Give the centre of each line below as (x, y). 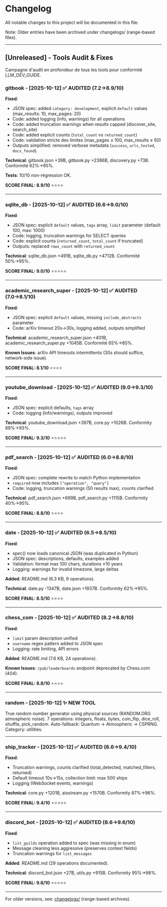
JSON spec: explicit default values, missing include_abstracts (77, 317)
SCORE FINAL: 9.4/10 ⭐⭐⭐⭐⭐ (36, 803)
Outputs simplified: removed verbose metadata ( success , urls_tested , (84, 145)
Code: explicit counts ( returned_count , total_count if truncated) (78, 241)
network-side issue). (26, 358)
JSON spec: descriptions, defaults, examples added (66, 559)
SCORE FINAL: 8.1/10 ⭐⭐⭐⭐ (34, 368)
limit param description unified (45, 638)
